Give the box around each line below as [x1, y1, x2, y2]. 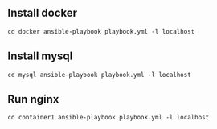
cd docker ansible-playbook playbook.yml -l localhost [7, 27, 195, 35]
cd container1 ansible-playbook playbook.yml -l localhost [7, 114, 210, 122]
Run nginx [7, 92, 59, 107]
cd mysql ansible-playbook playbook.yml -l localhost [7, 71, 192, 79]
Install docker [7, 6, 78, 20]
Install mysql [7, 50, 73, 63]
